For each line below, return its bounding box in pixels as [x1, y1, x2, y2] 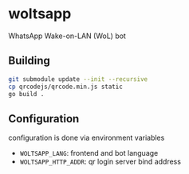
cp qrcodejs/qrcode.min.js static [8, 83, 124, 91]
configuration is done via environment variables [8, 133, 165, 143]
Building [8, 54, 50, 68]
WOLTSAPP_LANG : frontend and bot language [19, 149, 159, 158]
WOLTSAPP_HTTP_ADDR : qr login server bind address [19, 157, 182, 167]
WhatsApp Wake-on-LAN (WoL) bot [8, 31, 126, 41]
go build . [8, 90, 45, 98]
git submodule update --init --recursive [8, 75, 148, 83]
